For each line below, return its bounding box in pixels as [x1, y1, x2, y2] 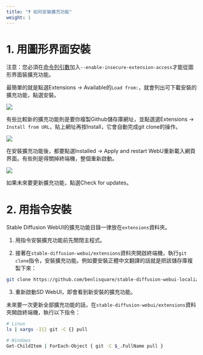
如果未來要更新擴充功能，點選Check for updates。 [6, 179, 132, 186]
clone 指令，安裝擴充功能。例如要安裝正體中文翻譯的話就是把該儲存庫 [14, 257, 188, 264]
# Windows [6, 337, 31, 344]
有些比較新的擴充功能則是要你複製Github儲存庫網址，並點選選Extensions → [6, 116, 195, 123]
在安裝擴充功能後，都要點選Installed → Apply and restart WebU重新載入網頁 [6, 148, 196, 155]
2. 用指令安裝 [6, 203, 72, 217]
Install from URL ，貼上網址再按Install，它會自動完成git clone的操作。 [6, 123, 181, 131]
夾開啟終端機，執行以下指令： [6, 309, 80, 316]
